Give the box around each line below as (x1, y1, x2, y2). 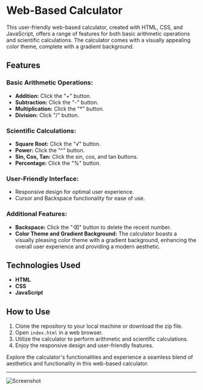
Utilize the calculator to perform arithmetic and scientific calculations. (14, 336, 188, 343)
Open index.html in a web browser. (14, 329, 103, 336)
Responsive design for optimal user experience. (14, 188, 134, 196)
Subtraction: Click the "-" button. (14, 98, 98, 106)
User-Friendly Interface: (6, 174, 79, 183)
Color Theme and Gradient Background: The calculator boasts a (14, 230, 177, 237)
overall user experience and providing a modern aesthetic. (14, 243, 161, 250)
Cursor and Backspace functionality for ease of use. (14, 194, 146, 202)
